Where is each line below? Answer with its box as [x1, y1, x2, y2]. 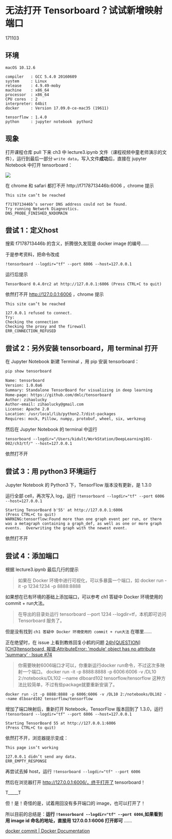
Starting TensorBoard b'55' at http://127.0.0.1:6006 [5, 507, 123, 512]
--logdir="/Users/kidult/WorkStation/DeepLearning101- [32, 436, 153, 441]
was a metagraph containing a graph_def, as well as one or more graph [5, 521, 162, 526]
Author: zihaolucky [5, 397, 47, 402]
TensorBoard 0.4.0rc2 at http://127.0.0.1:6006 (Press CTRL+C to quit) [5, 281, 162, 287]
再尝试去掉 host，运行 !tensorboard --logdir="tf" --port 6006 [5, 768, 141, 774]
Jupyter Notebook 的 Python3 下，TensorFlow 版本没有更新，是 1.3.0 [5, 481, 152, 488]
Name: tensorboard [5, 378, 45, 383]
